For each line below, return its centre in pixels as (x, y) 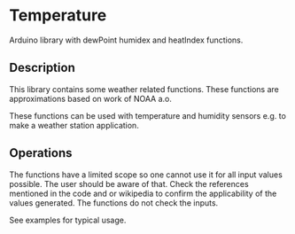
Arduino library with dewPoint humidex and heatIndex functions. (126, 40)
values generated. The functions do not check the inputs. (114, 203)
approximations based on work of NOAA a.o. (91, 98)
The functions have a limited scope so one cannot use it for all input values (146, 175)
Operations (41, 153)
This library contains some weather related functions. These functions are (144, 89)
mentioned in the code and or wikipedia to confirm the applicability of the (143, 193)
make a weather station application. (74, 125)
